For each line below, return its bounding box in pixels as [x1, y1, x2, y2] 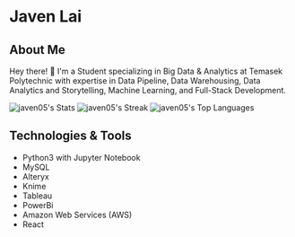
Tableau [22, 190, 53, 201]
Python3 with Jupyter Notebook [22, 152, 141, 162]
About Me [9, 42, 65, 57]
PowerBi [22, 199, 54, 210]
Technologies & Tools [9, 128, 132, 144]
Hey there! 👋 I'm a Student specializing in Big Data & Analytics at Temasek [9, 66, 283, 76]
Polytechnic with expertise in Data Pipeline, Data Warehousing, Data [9, 75, 261, 86]
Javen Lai [9, 6, 82, 27]
